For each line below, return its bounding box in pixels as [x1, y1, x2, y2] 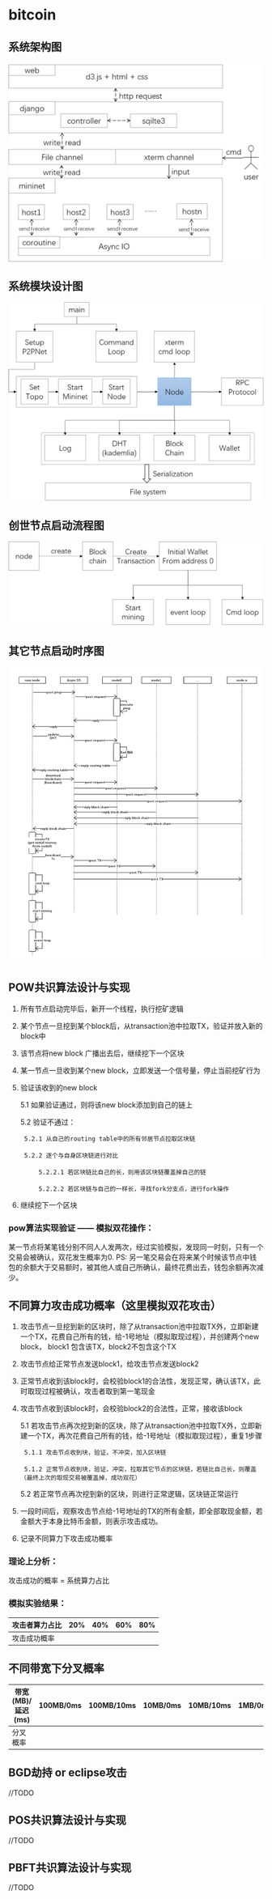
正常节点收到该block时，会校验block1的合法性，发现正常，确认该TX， [19, 1376, 254, 1386]
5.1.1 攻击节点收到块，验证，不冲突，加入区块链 [23, 1448, 167, 1456]
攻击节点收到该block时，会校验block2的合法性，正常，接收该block [19, 1403, 243, 1413]
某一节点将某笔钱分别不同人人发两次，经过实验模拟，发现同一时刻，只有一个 [8, 1243, 264, 1252]
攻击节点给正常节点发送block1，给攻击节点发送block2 [19, 1358, 200, 1369]
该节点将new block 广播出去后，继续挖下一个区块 [19, 1048, 185, 1058]
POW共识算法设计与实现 [8, 981, 131, 995]
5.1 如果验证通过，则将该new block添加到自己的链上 [19, 1099, 193, 1110]
